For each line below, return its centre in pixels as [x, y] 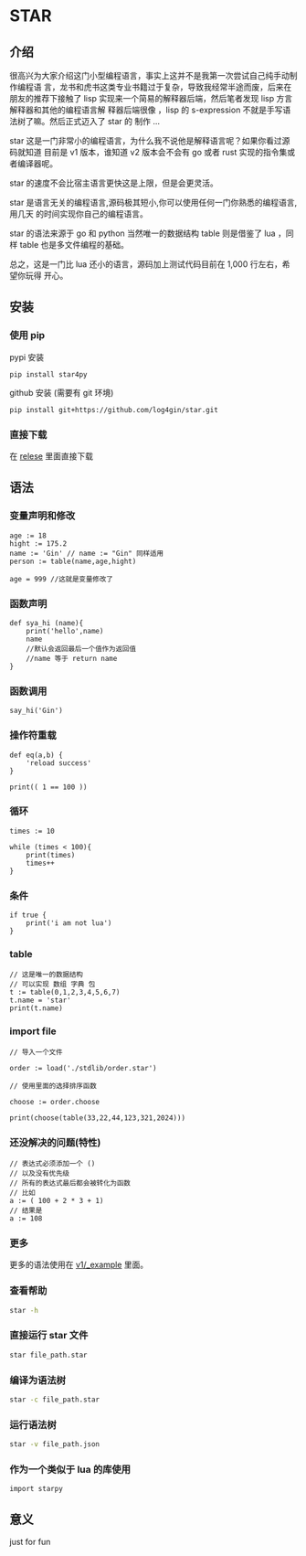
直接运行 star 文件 [49, 1336]
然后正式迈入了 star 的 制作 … [105, 121]
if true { [28, 915]
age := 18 [28, 536]
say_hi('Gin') [37, 711]
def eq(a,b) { [37, 755]
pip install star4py [49, 374]
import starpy [37, 1489]
